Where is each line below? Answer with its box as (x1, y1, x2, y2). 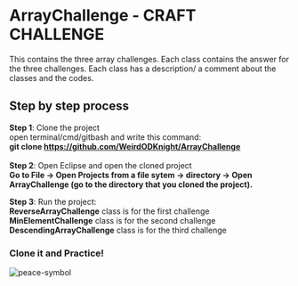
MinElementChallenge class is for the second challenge (9, 215, 216, 225)
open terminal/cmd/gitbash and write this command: (9, 131, 202, 143)
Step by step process (9, 99, 129, 114)
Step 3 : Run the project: (9, 196, 97, 207)
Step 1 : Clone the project (9, 122, 101, 133)
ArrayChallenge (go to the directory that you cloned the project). (9, 179, 254, 190)
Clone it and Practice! (9, 247, 105, 259)
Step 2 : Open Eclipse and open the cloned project (9, 159, 193, 170)
